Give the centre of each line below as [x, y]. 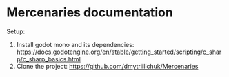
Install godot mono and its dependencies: [75, 44]
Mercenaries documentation [90, 13]
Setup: [16, 31]
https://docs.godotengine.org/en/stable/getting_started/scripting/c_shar [119, 52]
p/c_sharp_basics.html [48, 59]
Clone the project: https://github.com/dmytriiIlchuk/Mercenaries [107, 66]
